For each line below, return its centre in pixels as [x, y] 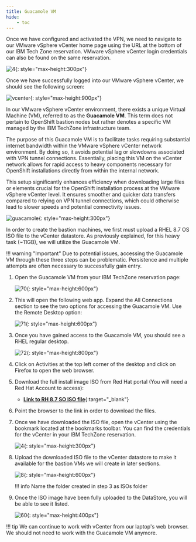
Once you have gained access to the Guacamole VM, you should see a [100, 336]
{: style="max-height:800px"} [62, 353]
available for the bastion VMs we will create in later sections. [87, 463]
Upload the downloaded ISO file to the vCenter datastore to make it [95, 458]
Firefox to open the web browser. [54, 371]
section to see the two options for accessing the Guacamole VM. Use [98, 306]
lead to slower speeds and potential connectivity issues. [74, 207]
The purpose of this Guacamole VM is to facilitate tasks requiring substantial [98, 140]
